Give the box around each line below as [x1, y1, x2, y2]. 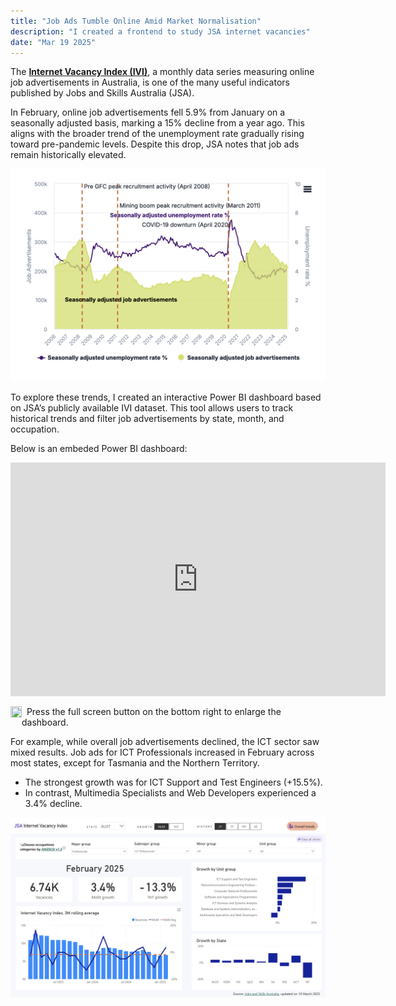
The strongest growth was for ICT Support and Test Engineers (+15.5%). [24, 776, 323, 789]
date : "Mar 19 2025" [10, 37, 97, 47]
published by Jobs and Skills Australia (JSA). [10, 87, 195, 99]
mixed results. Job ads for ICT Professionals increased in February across [10, 746, 315, 759]
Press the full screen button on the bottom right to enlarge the [26, 706, 282, 718]
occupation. [10, 423, 60, 435]
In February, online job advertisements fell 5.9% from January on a [10, 106, 286, 119]
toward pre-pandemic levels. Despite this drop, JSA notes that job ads [10, 138, 300, 150]
